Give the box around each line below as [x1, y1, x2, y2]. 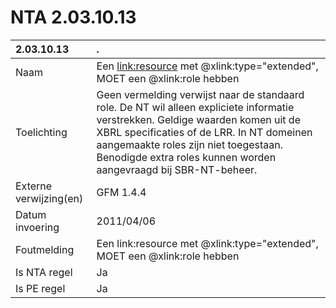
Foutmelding [15, 242, 75, 256]
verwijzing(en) [15, 191, 84, 205]
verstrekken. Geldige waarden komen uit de [96, 112, 301, 126]
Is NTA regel [15, 265, 73, 279]
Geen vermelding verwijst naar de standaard [96, 87, 305, 101]
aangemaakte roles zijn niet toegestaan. [96, 137, 284, 151]
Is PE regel [15, 281, 66, 295]
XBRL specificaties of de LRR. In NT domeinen [96, 125, 313, 139]
